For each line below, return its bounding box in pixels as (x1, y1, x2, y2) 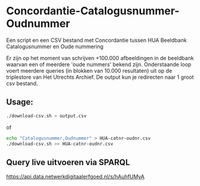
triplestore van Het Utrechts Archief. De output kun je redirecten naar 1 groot (6, 73, 194, 80)
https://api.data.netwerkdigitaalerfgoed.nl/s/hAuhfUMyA (6, 173, 145, 180)
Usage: (6, 97, 34, 107)
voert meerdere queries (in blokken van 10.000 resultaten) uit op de (6, 67, 173, 74)
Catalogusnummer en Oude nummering (6, 43, 104, 50)
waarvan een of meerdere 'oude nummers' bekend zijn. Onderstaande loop (6, 61, 192, 68)
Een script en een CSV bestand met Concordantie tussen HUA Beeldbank (6, 36, 187, 44)
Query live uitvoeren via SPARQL (6, 157, 130, 168)
